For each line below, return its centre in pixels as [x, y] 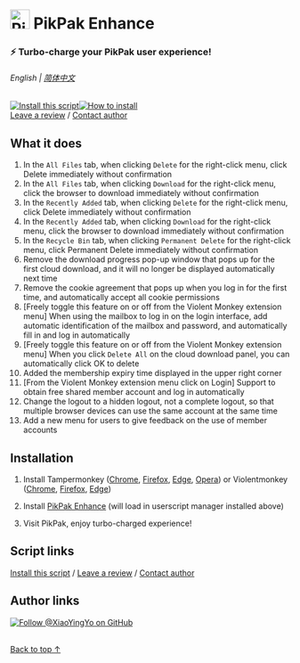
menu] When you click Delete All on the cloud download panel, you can [156, 354]
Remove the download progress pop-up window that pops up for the [149, 259]
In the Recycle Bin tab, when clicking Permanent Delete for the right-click [157, 241]
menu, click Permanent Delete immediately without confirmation [141, 250]
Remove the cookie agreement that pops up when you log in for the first [155, 288]
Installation [42, 458]
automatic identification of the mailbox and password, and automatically [155, 326]
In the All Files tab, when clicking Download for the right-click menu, [150, 184]
